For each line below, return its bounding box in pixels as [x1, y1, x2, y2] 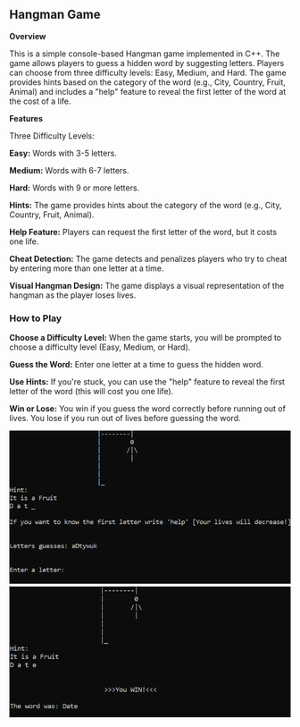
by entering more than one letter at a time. [9, 263, 164, 274]
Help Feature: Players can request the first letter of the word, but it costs [9, 226, 278, 237]
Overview [9, 30, 46, 41]
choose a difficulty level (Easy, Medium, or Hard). [9, 342, 191, 352]
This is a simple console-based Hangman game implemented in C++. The [9, 48, 280, 59]
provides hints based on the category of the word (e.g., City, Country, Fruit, [9, 76, 286, 88]
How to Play [9, 312, 62, 325]
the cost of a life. [9, 96, 71, 106]
